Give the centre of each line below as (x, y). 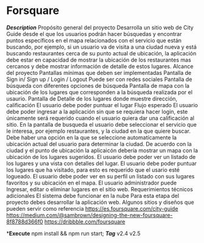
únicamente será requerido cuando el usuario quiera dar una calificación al (100, 118)
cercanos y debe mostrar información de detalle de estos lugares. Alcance (100, 66)
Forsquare (33, 11)
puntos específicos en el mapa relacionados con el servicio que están (94, 40)
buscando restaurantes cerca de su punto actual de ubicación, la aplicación (101, 53)
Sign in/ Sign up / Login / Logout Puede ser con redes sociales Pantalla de (99, 79)
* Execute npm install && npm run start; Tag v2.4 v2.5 (73, 233)
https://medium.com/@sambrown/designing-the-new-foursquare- (90, 215)
